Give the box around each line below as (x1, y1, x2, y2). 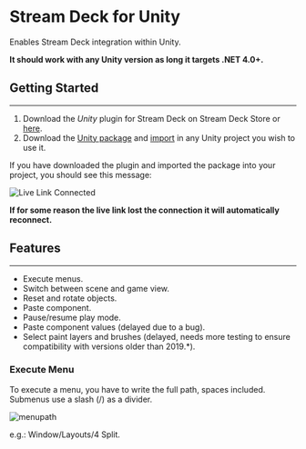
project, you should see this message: (9, 169, 152, 180)
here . (22, 123, 43, 134)
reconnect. (9, 214, 53, 224)
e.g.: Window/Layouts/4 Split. (9, 429, 121, 440)
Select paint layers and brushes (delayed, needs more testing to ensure (22, 331, 291, 342)
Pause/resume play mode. (22, 312, 121, 323)
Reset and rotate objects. (22, 293, 117, 304)
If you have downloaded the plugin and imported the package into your (9, 159, 276, 170)
